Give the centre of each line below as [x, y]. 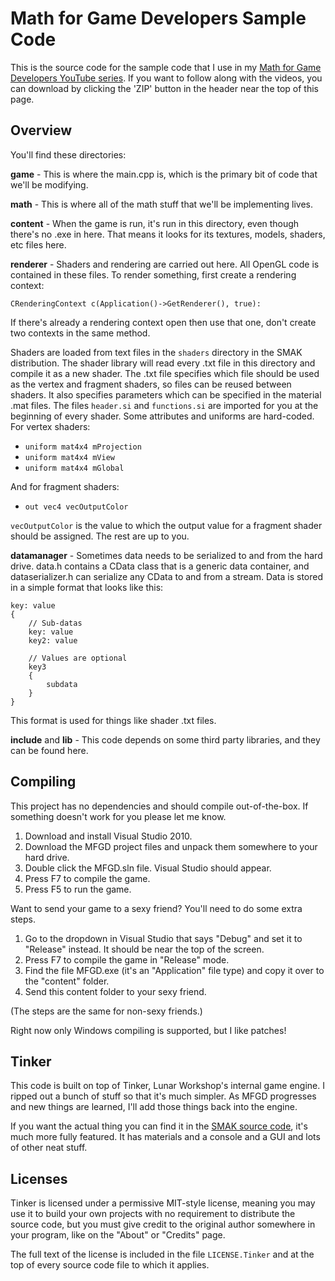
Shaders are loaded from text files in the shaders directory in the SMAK [156, 352]
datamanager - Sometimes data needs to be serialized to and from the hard [166, 555]
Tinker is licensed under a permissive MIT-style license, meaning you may [163, 1203]
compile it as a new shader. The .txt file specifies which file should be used [165, 373]
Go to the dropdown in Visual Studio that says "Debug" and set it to [163, 938]
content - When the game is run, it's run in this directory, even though [155, 223]
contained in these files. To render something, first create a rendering [153, 274]
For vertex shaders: [50, 426]
